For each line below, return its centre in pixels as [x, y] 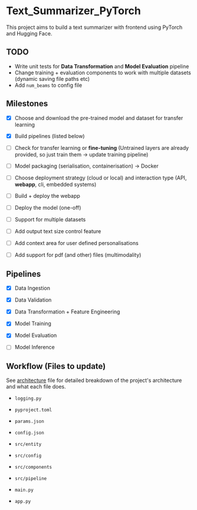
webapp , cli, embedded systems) [55, 184]
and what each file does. [36, 387]
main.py [24, 490]
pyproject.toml [33, 410]
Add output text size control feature [58, 231]
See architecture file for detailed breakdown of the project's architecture [94, 380]
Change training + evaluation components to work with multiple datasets [103, 73]
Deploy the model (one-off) [48, 207]
